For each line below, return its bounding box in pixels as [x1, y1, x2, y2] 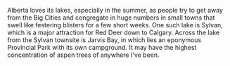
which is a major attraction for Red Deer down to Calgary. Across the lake [7, 28, 220, 37]
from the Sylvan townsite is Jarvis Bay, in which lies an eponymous [7, 36, 202, 44]
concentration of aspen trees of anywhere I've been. [7, 51, 160, 59]
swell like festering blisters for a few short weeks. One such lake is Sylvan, [7, 21, 223, 29]
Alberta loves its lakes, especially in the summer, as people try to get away [7, 6, 224, 14]
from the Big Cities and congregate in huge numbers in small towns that [7, 13, 215, 22]
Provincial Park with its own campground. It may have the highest [7, 44, 197, 51]
